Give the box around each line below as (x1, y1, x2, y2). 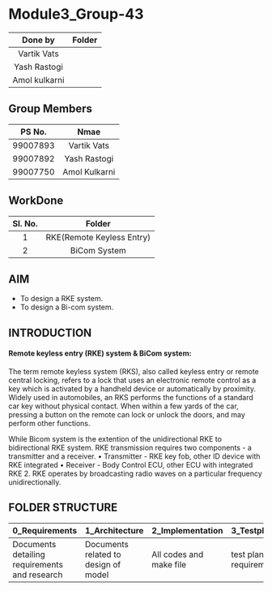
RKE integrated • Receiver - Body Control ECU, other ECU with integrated (8, 459, 253, 469)
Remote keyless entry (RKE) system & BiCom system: (8, 348, 192, 358)
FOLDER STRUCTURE (8, 501, 118, 515)
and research (12, 569, 63, 580)
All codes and (151, 549, 204, 560)
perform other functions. (8, 418, 91, 428)
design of (84, 559, 121, 570)
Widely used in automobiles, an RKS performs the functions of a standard (8, 392, 253, 402)
